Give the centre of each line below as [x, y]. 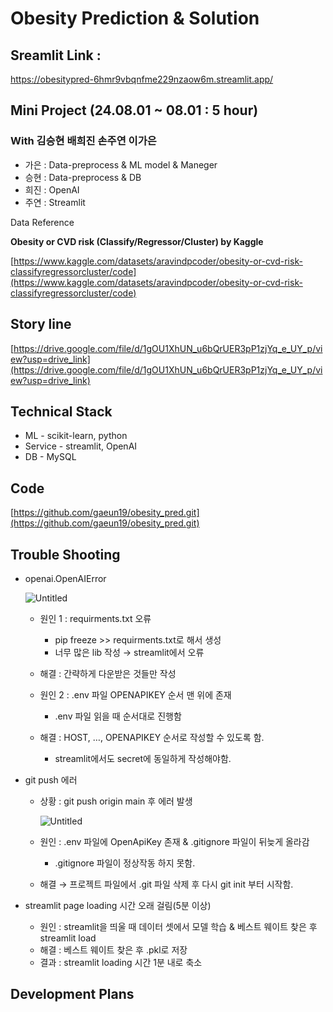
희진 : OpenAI [52, 189]
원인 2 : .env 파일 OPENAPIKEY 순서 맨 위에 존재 [135, 694]
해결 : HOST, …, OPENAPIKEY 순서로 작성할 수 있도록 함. [152, 737]
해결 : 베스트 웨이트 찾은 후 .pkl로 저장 [113, 949]
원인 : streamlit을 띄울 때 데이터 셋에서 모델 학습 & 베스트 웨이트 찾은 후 [178, 926]
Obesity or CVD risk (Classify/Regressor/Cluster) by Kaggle [137, 241]
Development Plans [72, 994]
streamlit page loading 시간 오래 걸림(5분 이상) [118, 905]
